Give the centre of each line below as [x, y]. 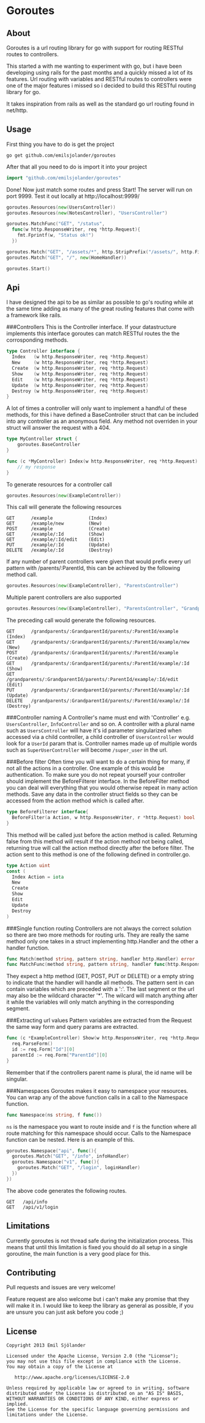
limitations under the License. [47, 1415]
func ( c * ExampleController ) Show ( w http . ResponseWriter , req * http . [97, 1038]
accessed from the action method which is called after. [75, 801]
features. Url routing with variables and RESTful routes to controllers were [99, 79]
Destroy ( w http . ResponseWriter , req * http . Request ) [80, 391]
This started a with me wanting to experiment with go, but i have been [94, 66]
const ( [16, 871]
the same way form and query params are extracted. [73, 1027]
